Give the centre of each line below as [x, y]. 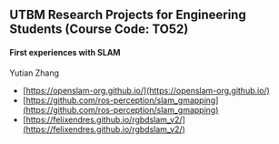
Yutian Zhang [35, 73]
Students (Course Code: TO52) [99, 30]
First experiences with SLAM [65, 52]
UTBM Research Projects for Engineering [128, 15]
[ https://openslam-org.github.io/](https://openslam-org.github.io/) [146, 90]
